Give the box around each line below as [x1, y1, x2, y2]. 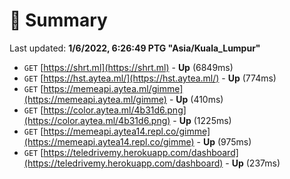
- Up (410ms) [168, 93, 224, 105]
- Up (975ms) [196, 135, 252, 148]
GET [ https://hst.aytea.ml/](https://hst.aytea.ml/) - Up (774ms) [23, 72, 277, 84]
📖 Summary [9, 9, 108, 32]
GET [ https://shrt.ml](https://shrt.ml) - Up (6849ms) [23, 61, 234, 73]
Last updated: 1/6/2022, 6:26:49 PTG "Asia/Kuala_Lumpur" [9, 42, 261, 54]
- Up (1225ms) [172, 114, 232, 126]
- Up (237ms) [225, 157, 281, 169]
